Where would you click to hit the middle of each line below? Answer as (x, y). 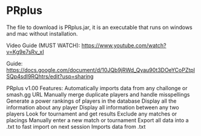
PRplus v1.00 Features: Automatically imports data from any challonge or (97, 88)
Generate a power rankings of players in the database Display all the (91, 101)
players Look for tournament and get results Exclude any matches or (92, 114)
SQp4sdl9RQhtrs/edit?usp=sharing (50, 76)
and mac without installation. (42, 33)
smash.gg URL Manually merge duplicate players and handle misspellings (98, 94)
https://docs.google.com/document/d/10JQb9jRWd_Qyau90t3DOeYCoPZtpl (101, 70)
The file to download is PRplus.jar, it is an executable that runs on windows (99, 27)
